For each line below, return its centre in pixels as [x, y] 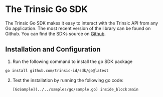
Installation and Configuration [53, 49]
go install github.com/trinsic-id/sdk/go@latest [57, 70]
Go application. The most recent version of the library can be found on [78, 28]
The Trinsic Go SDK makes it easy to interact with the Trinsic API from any [82, 23]
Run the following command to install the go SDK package [72, 61]
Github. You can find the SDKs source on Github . [56, 33]
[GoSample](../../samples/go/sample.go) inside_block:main [75, 89]
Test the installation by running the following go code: [68, 80]
